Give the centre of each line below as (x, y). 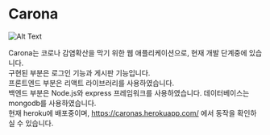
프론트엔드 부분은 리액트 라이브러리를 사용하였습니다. (91, 83)
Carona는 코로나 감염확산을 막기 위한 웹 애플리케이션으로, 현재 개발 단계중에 (128, 52)
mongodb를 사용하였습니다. (52, 103)
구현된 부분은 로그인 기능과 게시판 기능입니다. (79, 72)
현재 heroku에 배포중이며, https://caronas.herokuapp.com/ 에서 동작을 (122, 112)
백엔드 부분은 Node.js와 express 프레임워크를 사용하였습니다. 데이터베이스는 (129, 92)
